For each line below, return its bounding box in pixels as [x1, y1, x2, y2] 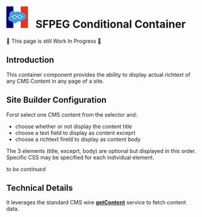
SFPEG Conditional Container [35, 18, 186, 31]
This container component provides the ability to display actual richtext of [6, 71, 191, 78]
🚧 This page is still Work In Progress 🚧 [6, 37, 101, 45]
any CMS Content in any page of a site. [6, 77, 104, 85]
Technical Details [6, 183, 73, 193]
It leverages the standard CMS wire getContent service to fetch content [6, 199, 186, 206]
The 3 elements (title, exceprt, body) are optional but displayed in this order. [6, 147, 197, 154]
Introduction [6, 55, 55, 65]
